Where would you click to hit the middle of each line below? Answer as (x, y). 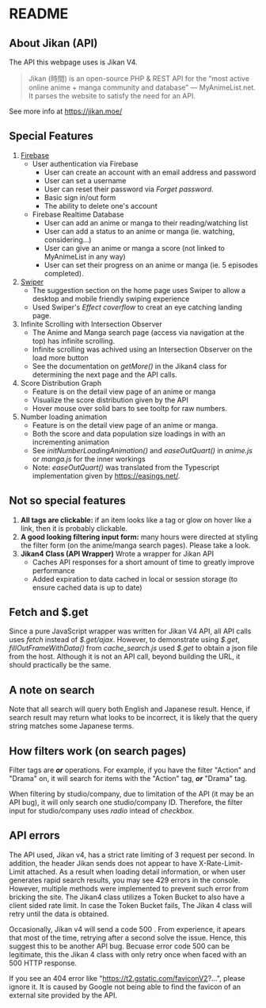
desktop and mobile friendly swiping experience (111, 298)
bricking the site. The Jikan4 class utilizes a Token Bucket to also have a (127, 897)
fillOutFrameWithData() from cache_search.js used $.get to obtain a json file (133, 648)
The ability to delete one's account (101, 206)
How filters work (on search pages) (98, 751)
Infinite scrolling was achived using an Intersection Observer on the (142, 349)
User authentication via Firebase (85, 164)
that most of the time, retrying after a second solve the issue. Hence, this (128, 937)
